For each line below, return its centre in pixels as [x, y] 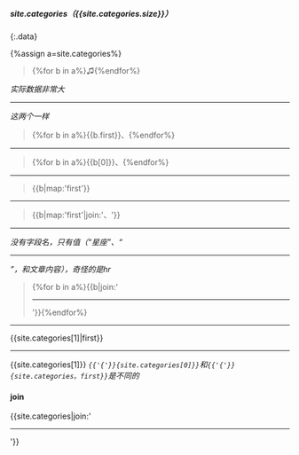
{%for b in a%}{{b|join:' [75, 286]
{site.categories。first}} [59, 376]
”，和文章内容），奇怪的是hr [61, 269]
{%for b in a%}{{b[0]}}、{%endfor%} [100, 162]
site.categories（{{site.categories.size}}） [91, 13]
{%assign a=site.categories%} [66, 53]
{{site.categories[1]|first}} [57, 338]
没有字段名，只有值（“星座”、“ [67, 242]
